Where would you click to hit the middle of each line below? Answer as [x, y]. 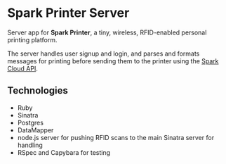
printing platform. [32, 39]
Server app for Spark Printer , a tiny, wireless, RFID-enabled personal [107, 32]
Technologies [38, 90]
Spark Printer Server [68, 13]
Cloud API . [23, 68]
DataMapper [35, 130]
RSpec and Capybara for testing [64, 152]
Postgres [31, 122]
